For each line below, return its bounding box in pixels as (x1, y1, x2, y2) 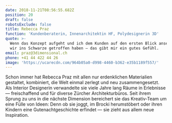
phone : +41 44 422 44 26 (5, 55, 58, 60)
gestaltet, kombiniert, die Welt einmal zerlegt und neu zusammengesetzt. (5, 79, 160, 86)
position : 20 (5, 12, 33, 17)
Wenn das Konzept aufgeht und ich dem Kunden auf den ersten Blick (10, 41, 157, 46)
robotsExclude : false (5, 22, 52, 27)
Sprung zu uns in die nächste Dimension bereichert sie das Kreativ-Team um (5, 96, 167, 102)
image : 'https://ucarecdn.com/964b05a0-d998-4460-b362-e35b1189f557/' (5, 60, 159, 65)
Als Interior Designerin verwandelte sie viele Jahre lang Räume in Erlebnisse (5, 85, 166, 91)
